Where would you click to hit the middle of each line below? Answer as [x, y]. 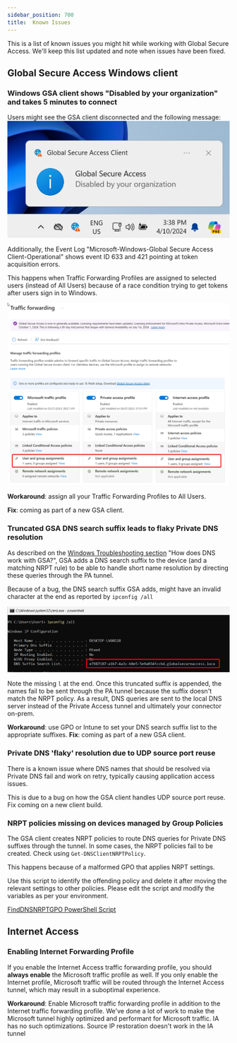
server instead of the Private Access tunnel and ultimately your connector [115, 706]
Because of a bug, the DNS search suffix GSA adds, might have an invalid [114, 589]
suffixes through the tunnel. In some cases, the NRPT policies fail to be [110, 846]
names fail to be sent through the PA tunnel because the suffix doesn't [110, 691]
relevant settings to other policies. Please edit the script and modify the [111, 888]
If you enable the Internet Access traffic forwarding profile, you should [110, 967]
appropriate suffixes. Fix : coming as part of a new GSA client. [97, 735]
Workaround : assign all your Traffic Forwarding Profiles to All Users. [107, 496]
